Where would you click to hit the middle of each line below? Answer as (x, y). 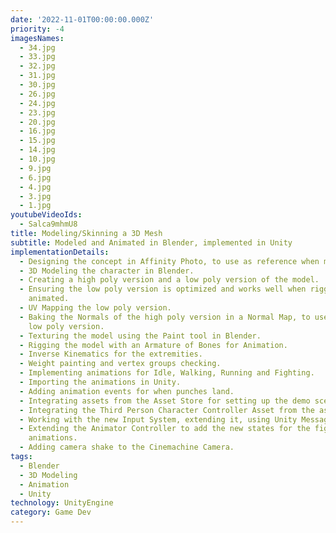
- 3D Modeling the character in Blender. (107, 271)
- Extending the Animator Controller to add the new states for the (165, 429)
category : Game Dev (51, 512)
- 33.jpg (37, 57)
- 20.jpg (37, 122)
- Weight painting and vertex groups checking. (120, 364)
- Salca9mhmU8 (48, 224)
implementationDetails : (60, 252)
